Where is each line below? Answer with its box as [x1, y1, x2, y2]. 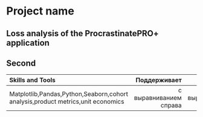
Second [6, 58, 36, 68]
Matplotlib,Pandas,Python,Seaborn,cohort [9, 90, 129, 98]
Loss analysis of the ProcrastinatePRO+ [6, 28, 159, 39]
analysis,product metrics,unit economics [9, 98, 124, 106]
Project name [6, 4, 74, 18]
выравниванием [134, 93, 182, 102]
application [6, 37, 50, 48]
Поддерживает [135, 76, 182, 84]
